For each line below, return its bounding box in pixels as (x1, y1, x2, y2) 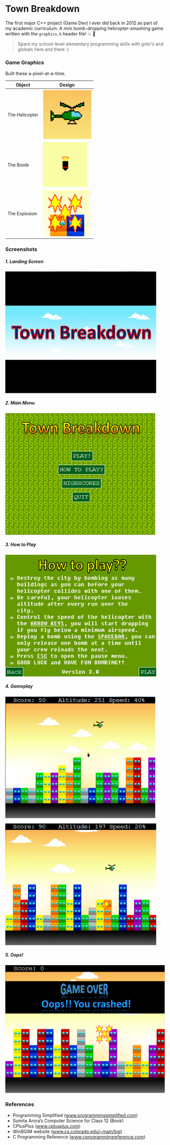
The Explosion (7, 210, 37, 216)
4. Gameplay (5, 683, 33, 689)
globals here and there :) (17, 46, 69, 52)
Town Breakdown (5, 3, 80, 15)
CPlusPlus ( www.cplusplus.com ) (12, 1123, 81, 1129)
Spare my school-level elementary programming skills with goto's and (17, 41, 163, 47)
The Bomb (7, 162, 29, 168)
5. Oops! (5, 952, 24, 958)
